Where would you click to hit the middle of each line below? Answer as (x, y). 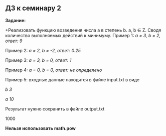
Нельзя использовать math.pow (41, 128)
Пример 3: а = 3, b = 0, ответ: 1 (38, 60)
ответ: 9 (14, 41)
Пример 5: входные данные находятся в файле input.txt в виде (72, 79)
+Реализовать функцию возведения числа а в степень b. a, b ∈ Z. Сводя (83, 30)
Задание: (16, 20)
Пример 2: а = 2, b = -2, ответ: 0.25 (43, 50)
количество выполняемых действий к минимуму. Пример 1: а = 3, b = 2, (83, 35)
